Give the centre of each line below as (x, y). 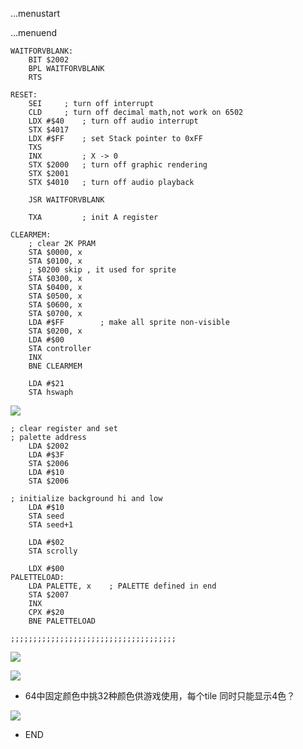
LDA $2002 (49, 446)
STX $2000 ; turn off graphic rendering (118, 165)
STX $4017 (49, 130)
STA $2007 (49, 595)
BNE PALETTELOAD (62, 621)
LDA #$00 (46, 340)
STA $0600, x (55, 305)
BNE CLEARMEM (55, 366)
